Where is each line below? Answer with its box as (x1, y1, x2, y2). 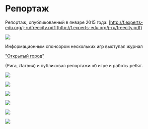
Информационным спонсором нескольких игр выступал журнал (5, 43, 143, 49)
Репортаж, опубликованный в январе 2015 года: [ (5, 19, 111, 25)
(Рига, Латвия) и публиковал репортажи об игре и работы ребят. (5, 62, 143, 68)
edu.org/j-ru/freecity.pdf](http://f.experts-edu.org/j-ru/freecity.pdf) (5, 24, 143, 30)
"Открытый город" (5, 53, 45, 59)
